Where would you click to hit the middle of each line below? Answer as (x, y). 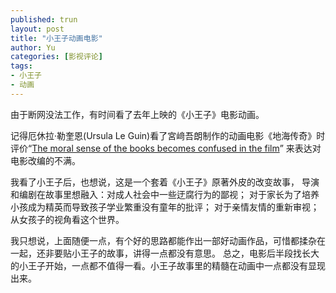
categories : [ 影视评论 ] (56, 57)
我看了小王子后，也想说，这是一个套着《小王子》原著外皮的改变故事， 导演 (165, 182)
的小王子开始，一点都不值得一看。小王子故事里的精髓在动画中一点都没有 (159, 265)
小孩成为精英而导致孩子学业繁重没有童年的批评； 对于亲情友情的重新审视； (165, 207)
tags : (21, 66)
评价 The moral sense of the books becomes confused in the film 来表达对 (166, 148)
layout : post (37, 29)
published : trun (44, 19)
